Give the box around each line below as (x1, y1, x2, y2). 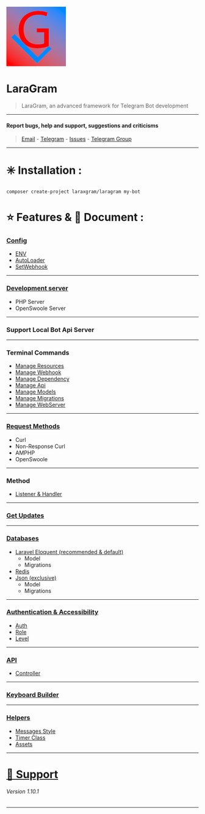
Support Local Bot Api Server (6, 325, 95, 334)
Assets (15, 740, 33, 747)
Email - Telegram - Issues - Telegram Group (21, 135, 132, 143)
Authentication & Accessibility (6, 608, 99, 616)
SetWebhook (15, 263, 48, 270)
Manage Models (15, 388, 56, 395)
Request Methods (6, 422, 60, 431)
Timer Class (15, 733, 46, 741)
